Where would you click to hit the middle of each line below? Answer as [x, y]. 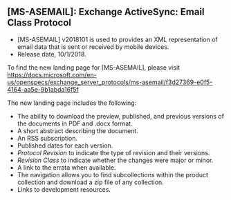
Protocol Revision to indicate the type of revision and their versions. [113, 152]
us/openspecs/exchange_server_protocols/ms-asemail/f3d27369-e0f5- [110, 82]
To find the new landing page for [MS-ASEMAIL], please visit [94, 67]
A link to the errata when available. [66, 167]
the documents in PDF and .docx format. [75, 123]
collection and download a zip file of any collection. [90, 182]
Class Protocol [39, 23]
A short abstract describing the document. [77, 130]
